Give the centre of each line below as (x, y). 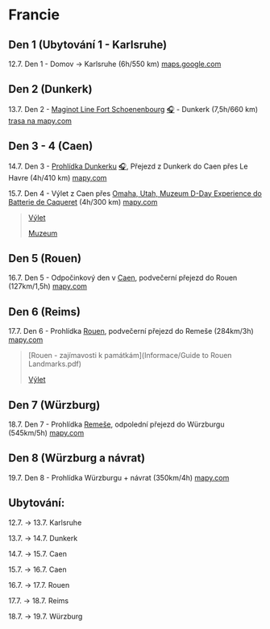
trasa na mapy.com (40, 121)
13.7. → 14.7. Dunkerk (43, 538)
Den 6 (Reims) (44, 312)
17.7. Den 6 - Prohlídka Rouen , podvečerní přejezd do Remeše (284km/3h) (131, 331)
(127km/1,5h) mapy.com (48, 286)
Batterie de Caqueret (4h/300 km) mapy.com (83, 202)
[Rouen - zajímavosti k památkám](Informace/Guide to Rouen (130, 356)
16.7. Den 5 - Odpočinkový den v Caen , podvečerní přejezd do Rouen (123, 278)
